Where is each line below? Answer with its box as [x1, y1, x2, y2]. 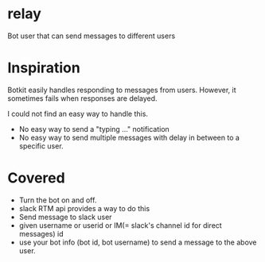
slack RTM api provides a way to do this [18, 203, 150, 213]
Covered [7, 169, 65, 187]
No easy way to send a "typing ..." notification [18, 124, 170, 133]
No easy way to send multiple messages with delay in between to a [18, 133, 240, 142]
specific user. [18, 141, 64, 151]
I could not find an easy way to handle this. [7, 109, 149, 118]
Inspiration [7, 59, 80, 77]
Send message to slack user [18, 212, 112, 222]
